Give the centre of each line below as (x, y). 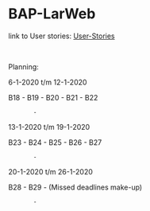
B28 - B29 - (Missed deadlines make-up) (75, 187)
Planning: (24, 66)
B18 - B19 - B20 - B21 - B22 (53, 97)
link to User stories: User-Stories (62, 36)
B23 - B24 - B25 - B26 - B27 (55, 142)
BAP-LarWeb (52, 14)
